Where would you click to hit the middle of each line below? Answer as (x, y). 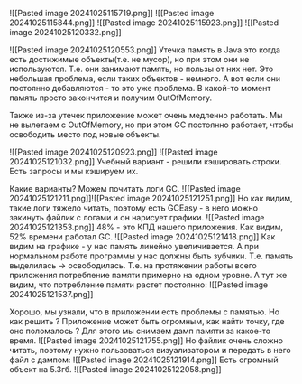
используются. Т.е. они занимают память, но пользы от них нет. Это (142, 69)
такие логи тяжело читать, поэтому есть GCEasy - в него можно (134, 208)
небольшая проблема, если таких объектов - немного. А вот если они (145, 79)
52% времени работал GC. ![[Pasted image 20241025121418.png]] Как (142, 237)
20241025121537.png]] (51, 294)
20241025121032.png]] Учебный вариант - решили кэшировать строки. (146, 161)
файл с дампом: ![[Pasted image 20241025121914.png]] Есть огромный (144, 360)
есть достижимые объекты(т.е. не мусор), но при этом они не (129, 59)
